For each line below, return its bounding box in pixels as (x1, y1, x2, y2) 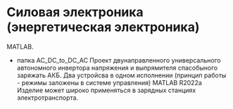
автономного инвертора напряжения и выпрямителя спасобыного (16, 63, 218, 72)
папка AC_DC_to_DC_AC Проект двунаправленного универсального (16, 56, 221, 64)
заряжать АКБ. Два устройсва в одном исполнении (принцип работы (16, 71, 227, 79)
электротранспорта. (16, 93, 79, 102)
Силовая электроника (6, 4, 144, 20)
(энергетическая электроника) (6, 19, 200, 35)
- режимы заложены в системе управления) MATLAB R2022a (16, 78, 202, 86)
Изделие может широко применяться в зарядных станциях (16, 86, 196, 94)
